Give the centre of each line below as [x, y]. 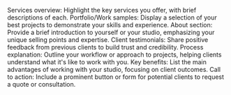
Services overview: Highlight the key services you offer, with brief [102, 10]
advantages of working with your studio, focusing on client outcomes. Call [114, 70]
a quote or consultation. [42, 84]
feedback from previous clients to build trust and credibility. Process [105, 47]
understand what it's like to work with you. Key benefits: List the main [107, 62]
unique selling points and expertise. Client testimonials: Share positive [108, 40]
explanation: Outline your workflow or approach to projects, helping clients [114, 54]
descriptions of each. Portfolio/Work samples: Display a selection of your [112, 17]
